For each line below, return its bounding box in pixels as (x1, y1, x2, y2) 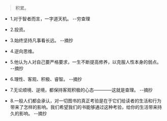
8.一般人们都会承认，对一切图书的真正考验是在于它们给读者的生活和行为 (10, 98, 162, 104)
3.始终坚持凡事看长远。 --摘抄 (10, 38, 73, 43)
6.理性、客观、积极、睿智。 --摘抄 (10, 76, 82, 82)
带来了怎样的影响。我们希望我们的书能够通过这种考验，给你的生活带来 (10, 104, 158, 110)
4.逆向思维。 (10, 48, 37, 54)
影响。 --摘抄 (19, 110, 47, 116)
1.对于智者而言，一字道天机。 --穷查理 (10, 16, 91, 22)
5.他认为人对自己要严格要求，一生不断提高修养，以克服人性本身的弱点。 (10, 59, 161, 65)
